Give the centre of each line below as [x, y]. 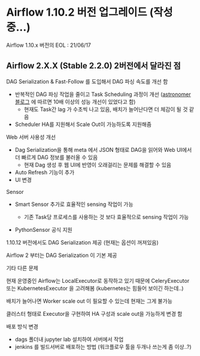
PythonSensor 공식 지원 [44, 229]
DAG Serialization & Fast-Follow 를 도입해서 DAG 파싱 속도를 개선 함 [87, 81]
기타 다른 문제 [22, 268]
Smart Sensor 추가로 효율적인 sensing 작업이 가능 [74, 204]
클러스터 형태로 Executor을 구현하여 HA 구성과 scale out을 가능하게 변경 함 [94, 313]
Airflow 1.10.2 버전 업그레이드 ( [80, 12]
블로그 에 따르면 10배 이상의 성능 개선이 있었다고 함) [75, 101]
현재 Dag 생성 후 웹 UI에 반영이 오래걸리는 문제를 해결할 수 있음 [98, 164]
